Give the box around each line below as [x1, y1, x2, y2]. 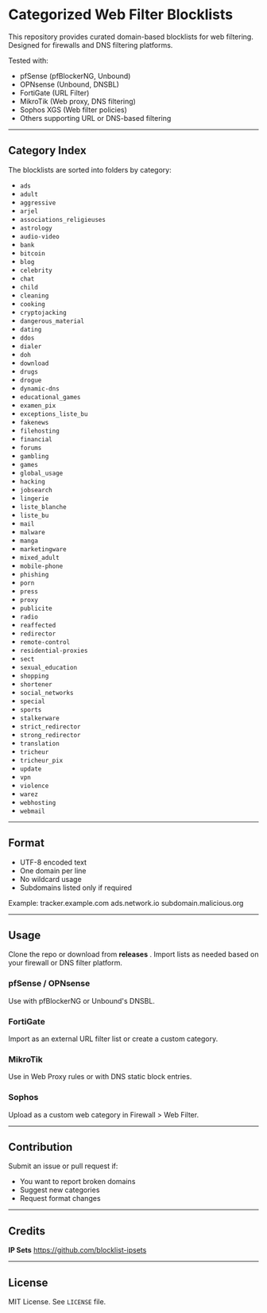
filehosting [19, 427, 60, 435]
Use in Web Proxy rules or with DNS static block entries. [8, 1072, 192, 1082]
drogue [19, 376, 42, 384]
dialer [19, 342, 42, 351]
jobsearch [19, 486, 53, 494]
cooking [19, 300, 45, 308]
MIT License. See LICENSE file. [8, 1297, 106, 1306]
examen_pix [19, 402, 56, 410]
